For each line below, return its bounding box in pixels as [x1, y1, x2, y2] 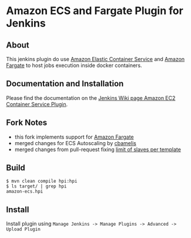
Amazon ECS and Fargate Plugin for [6, 4, 183, 18]
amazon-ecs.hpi [6, 189, 43, 195]
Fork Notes [6, 118, 48, 128]
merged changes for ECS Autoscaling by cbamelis [14, 139, 136, 146]
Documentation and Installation [6, 79, 124, 89]
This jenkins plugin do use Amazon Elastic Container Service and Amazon [6, 56, 185, 62]
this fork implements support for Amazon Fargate [14, 133, 134, 140]
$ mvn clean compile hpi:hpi [6, 178, 78, 185]
